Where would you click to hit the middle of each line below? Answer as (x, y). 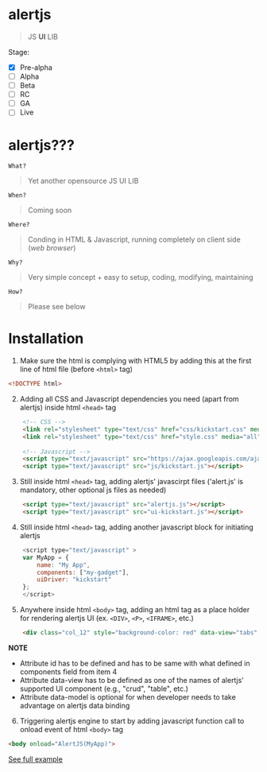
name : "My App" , (64, 565)
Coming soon (50, 210)
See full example (36, 759)
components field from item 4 (68, 671)
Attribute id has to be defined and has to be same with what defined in (135, 663)
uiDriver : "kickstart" (74, 580)
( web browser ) (52, 248)
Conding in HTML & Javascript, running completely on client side (134, 239)
